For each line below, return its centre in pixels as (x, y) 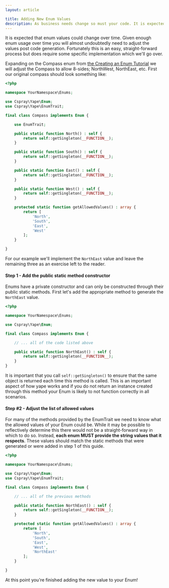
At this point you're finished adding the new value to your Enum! (72, 580)
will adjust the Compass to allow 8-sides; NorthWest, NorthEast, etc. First (81, 69)
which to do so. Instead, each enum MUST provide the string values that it (83, 436)
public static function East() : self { (57, 170)
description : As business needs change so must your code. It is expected (85, 24)
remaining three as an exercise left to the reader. (55, 264)
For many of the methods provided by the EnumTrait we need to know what (83, 420)
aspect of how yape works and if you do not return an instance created (79, 386)
